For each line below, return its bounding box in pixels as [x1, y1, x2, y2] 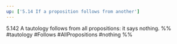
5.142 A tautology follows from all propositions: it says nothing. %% [6, 25, 172, 32]
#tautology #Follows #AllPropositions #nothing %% [6, 31, 133, 38]
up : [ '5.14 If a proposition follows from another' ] [6, 8, 140, 15]
